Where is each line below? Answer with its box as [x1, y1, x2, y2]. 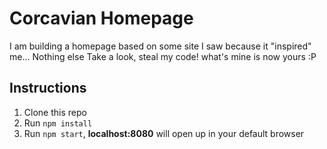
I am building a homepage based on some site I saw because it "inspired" [9, 40, 312, 52]
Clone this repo [23, 106, 87, 118]
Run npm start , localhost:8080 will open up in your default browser [23, 127, 305, 139]
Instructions [9, 80, 87, 97]
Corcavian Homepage [9, 7, 194, 30]
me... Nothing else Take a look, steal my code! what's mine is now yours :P [9, 50, 317, 62]
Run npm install [23, 117, 93, 129]
